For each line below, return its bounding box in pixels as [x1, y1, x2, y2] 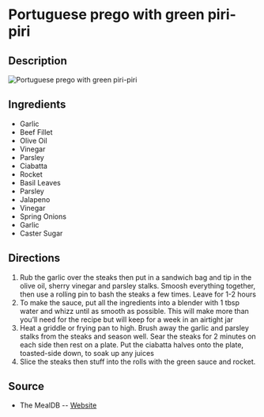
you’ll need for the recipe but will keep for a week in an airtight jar [19, 315, 234, 324]
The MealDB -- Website [19, 400, 97, 410]
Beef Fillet [19, 127, 53, 136]
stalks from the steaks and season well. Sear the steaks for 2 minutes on [19, 331, 257, 341]
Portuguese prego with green [8, 6, 206, 24]
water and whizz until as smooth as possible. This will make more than [19, 306, 249, 316]
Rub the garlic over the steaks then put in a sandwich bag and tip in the [19, 272, 252, 282]
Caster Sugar [19, 228, 63, 238]
